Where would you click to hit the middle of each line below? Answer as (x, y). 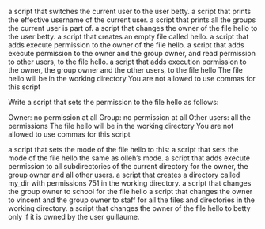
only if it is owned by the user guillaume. (74, 217)
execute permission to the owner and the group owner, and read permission (132, 53)
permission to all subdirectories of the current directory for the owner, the (128, 166)
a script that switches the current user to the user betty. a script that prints (130, 11)
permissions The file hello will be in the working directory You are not (121, 126)
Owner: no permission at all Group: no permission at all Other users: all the (129, 117)
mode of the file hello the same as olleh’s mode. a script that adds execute (129, 158)
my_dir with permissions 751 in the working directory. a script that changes (130, 183)
